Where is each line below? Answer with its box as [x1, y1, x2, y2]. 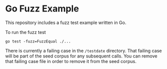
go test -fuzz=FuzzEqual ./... [5, 38, 71, 44]
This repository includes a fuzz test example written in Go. [5, 19, 127, 25]
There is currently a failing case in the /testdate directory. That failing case [5, 47, 162, 53]
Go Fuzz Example [5, 3, 79, 14]
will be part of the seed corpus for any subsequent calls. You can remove [5, 53, 157, 59]
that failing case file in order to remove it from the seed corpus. [5, 58, 137, 64]
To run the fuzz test [5, 29, 46, 35]
